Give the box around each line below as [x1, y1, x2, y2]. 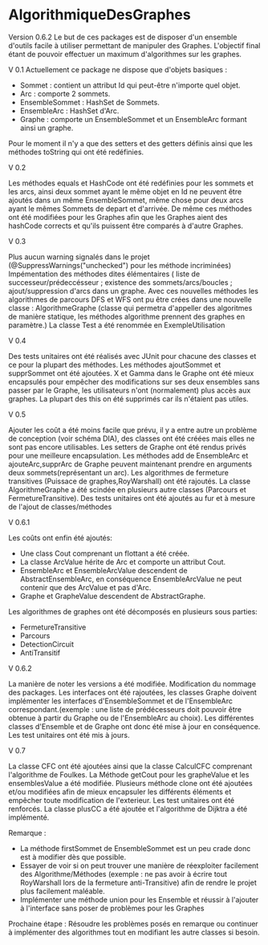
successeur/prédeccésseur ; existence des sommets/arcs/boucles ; [8, 277, 233, 287]
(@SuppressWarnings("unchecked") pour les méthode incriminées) [8, 260, 232, 270]
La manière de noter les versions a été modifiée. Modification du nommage [8, 678, 257, 688]
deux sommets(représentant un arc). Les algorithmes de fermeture [8, 467, 229, 477]
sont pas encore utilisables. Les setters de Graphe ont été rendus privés [8, 442, 247, 451]
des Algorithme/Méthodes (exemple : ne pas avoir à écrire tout [19, 869, 227, 878]
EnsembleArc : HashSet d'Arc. [19, 106, 120, 116]
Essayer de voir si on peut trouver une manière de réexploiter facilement [19, 861, 259, 870]
